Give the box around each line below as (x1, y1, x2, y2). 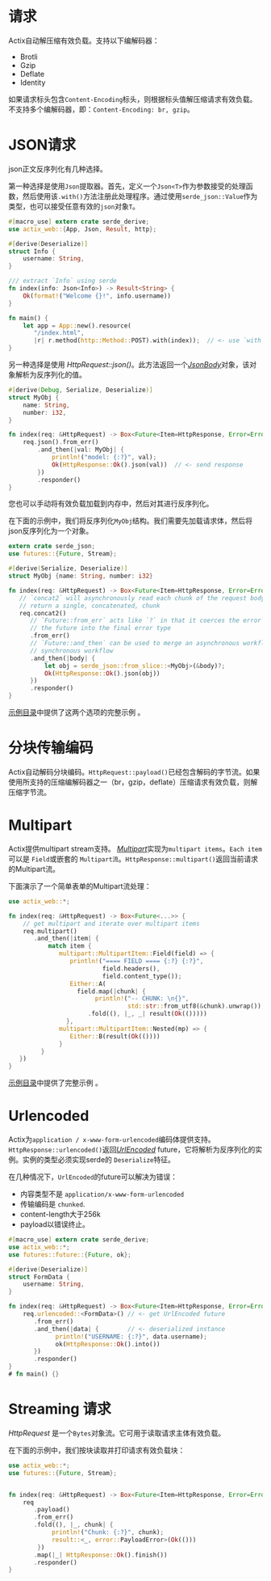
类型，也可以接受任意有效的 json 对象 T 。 (8, 201, 140, 211)
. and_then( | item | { (33, 935, 99, 943)
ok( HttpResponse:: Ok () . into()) (55, 1340, 161, 1348)
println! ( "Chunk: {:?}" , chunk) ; (51, 1528, 164, 1537)
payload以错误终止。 (19, 1220, 90, 1229)
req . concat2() (19, 609, 67, 617)
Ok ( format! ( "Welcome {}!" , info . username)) (23, 292, 172, 300)
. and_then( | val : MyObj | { (37, 446, 125, 454)
